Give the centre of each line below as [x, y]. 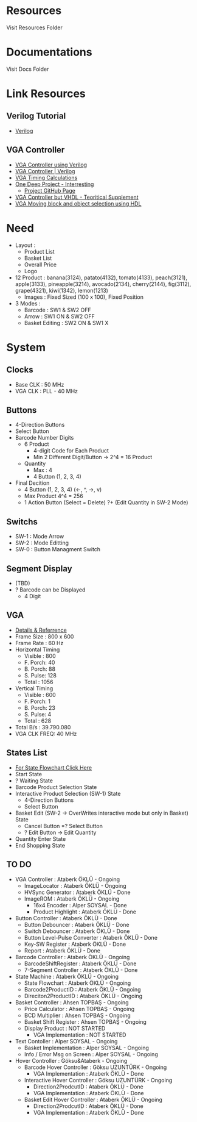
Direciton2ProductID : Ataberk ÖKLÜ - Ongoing [83, 996]
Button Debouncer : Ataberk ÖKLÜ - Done [77, 924]
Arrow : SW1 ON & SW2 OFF [60, 316]
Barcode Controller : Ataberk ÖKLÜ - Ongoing [72, 957]
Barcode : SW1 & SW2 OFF [57, 310]
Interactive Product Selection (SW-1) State [68, 793]
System [26, 347]
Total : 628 [38, 721]
